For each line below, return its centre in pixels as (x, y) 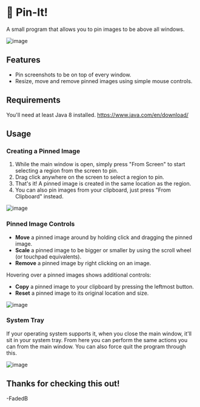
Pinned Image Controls (41, 224)
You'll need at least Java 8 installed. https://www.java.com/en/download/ (98, 115)
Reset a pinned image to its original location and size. (82, 293)
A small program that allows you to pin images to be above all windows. (95, 29)
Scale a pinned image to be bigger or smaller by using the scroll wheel (103, 250)
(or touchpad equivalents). (48, 257)
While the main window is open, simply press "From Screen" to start (100, 164)
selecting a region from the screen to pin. (67, 171)
